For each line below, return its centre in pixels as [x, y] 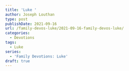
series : [13, 51]
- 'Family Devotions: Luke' [39, 56]
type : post [16, 19]
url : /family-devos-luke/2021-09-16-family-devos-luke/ [64, 28]
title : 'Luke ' [21, 10]
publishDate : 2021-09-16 [31, 24]
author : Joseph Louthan [30, 14]
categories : [17, 33]
